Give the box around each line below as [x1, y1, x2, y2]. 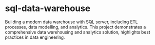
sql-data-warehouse [5, 3, 91, 14]
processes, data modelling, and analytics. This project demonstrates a [5, 24, 146, 30]
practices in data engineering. [5, 34, 65, 40]
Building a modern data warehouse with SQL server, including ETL [5, 19, 138, 25]
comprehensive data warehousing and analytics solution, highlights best [5, 29, 150, 35]
